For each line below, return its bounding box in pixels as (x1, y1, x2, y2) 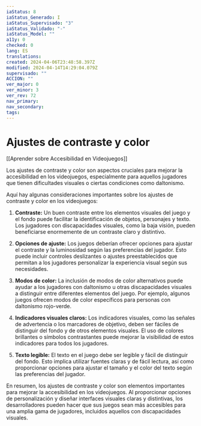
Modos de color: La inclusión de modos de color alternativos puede (14, 277, 183, 284)
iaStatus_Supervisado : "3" (6, 20, 74, 26)
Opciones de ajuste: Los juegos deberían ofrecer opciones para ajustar (14, 240, 193, 247)
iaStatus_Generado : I (6, 14, 61, 20)
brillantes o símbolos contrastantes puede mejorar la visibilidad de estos (14, 333, 194, 341)
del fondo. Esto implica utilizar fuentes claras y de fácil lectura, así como (14, 358, 194, 365)
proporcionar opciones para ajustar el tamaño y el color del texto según (14, 364, 192, 371)
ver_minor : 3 (6, 87, 39, 93)
